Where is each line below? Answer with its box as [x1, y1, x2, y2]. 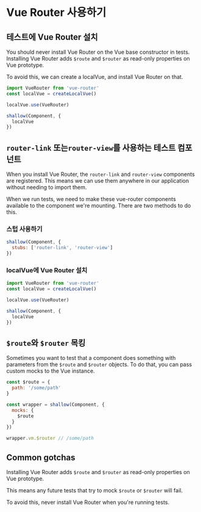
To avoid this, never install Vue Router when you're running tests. [6, 499, 170, 506]
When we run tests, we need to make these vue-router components [6, 196, 177, 203]
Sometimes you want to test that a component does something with [6, 354, 176, 362]
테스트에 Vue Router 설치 [6, 32, 99, 42]
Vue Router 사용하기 [6, 5, 107, 20]
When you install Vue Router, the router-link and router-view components [6, 170, 195, 178]
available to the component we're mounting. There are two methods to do [6, 202, 191, 210]
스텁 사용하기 [6, 224, 43, 233]
